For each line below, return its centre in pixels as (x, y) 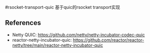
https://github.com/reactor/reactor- (109, 40)
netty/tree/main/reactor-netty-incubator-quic (58, 45)
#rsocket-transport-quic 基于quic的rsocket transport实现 (62, 7)
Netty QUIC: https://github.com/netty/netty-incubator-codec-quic (78, 35)
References (23, 23)
